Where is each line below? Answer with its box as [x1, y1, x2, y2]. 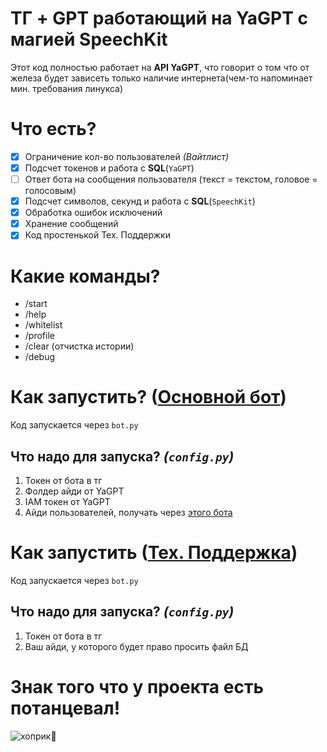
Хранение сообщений [24, 218, 119, 230]
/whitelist [24, 319, 63, 331]
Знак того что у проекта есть [10, 675, 264, 698]
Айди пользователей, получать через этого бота [24, 507, 233, 518]
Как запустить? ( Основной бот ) [10, 386, 287, 409]
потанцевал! [10, 697, 121, 719]
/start [24, 298, 48, 310]
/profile [24, 330, 55, 342]
